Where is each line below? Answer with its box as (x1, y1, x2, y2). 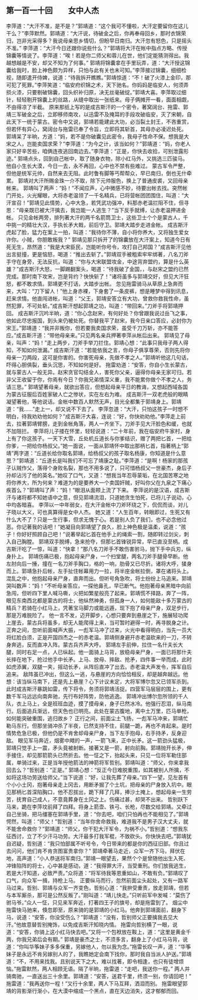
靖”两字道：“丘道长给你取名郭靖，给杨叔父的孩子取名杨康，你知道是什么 (6, 450, 181, 457)
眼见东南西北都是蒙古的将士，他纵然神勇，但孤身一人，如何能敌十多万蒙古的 (6, 597, 192, 604)
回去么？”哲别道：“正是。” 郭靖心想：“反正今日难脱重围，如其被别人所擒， (6, 766, 184, 773)
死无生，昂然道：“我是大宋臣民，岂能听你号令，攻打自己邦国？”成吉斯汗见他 (6, 243, 192, 250)
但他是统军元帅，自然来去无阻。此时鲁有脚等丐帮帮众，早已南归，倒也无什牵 (6, 170, 192, 177)
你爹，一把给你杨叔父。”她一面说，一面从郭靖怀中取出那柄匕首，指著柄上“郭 (6, 442, 189, 449)
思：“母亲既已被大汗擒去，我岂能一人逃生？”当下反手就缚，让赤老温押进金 (6, 206, 187, 213)
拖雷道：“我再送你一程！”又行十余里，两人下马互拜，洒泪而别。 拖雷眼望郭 (6, 980, 188, 987)
